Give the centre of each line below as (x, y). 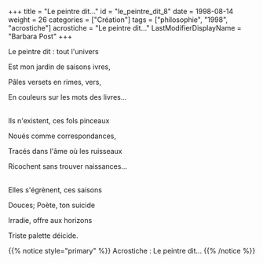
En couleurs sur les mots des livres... (68, 97)
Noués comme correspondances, (62, 136)
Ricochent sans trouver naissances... (68, 166)
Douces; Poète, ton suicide (52, 205)
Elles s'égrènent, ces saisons (55, 190)
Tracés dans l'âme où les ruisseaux (65, 151)
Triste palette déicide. (43, 236)
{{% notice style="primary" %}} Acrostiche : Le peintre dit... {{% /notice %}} (132, 251)
